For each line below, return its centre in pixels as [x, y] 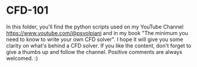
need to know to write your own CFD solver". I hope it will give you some [95, 39]
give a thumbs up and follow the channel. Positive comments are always [94, 52]
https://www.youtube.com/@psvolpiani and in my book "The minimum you [97, 33]
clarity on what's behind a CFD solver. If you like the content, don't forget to [99, 46]
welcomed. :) [22, 58]
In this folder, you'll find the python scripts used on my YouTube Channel [95, 27]
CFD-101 [27, 10]
